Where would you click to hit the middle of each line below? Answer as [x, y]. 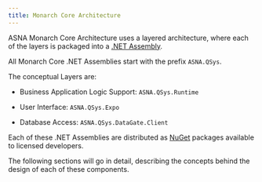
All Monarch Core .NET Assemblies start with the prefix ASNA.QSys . [115, 61]
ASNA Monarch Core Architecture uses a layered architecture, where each [129, 38]
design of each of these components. [69, 169]
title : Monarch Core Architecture [65, 15]
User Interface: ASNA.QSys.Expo [69, 107]
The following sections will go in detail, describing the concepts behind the [129, 161]
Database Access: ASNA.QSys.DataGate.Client [94, 122]
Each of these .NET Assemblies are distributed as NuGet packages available [131, 137]
